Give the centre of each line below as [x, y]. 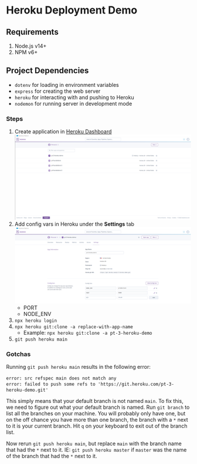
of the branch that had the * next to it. [52, 456]
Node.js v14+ [30, 46]
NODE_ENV [37, 314]
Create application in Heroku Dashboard [63, 132]
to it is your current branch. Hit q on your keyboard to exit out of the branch [97, 426]
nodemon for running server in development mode [73, 103]
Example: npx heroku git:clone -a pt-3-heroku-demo [88, 332]
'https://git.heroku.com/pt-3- [136, 384]
